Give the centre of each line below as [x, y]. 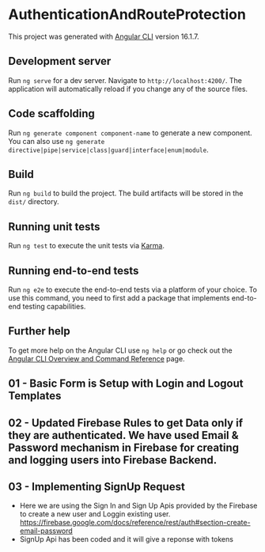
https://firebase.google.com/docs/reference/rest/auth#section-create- [135, 523]
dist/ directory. [34, 202]
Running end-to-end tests [74, 270]
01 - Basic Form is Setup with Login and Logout [126, 384]
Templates [35, 396]
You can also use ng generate [57, 141]
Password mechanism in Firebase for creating [124, 447]
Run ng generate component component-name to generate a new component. [131, 133]
